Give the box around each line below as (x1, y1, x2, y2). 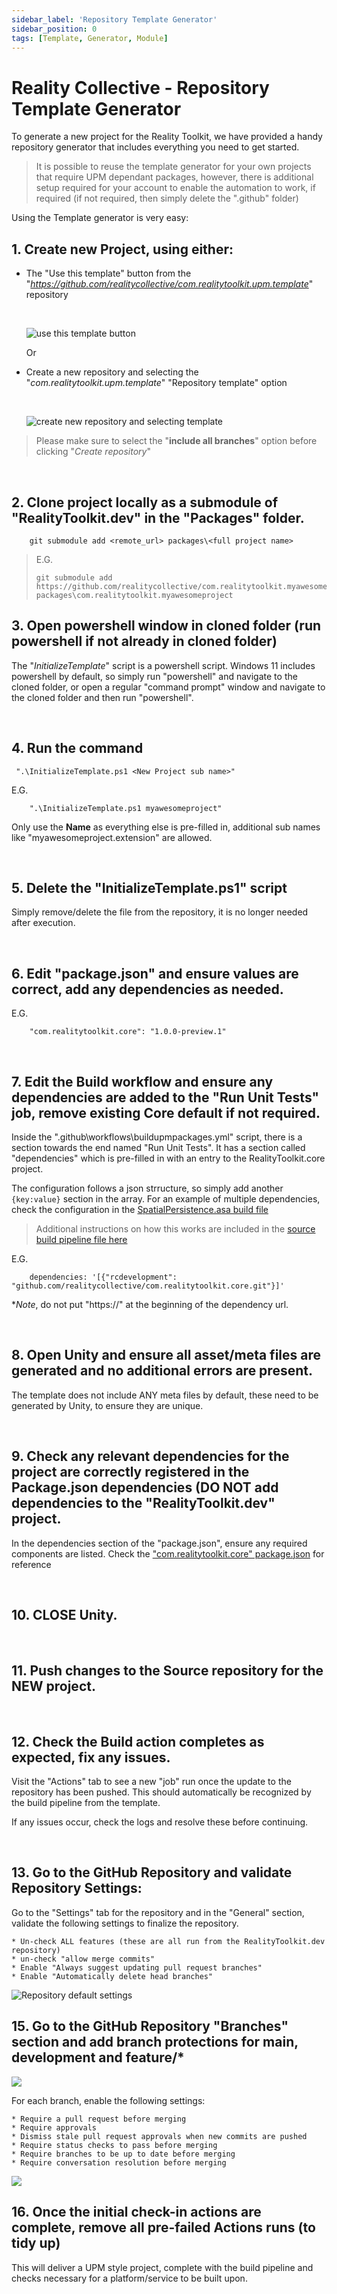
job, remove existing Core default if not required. (11, 1104, 321, 1121)
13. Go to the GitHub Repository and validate (11, 1864, 293, 1881)
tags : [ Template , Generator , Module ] (11, 33, 169, 43)
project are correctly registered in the (11, 1464, 250, 1481)
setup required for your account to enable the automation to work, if (35, 182, 316, 194)
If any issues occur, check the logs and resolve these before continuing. (11, 1816, 309, 1828)
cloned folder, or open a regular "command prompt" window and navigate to (11, 681, 326, 693)
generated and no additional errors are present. (11, 1362, 313, 1380)
